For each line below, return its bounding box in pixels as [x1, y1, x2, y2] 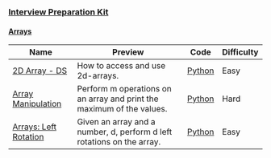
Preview [112, 47, 144, 58]
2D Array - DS [12, 65, 68, 76]
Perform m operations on [77, 83, 172, 95]
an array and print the [77, 93, 159, 104]
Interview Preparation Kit [8, 6, 109, 18]
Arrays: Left [12, 121, 57, 132]
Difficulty [221, 47, 259, 58]
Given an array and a [77, 116, 156, 128]
